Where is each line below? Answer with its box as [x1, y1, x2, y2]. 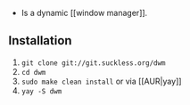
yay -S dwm [21, 86, 62, 96]
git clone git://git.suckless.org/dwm [21, 58, 166, 68]
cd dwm [21, 68, 46, 77]
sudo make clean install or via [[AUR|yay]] [21, 76, 182, 86]
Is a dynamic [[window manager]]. [21, 8, 148, 18]
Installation [8, 33, 72, 48]
